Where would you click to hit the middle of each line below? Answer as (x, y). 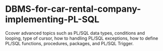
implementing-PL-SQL (52, 19)
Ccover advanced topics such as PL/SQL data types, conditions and (75, 33)
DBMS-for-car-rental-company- (73, 9)
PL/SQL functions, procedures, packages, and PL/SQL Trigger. (69, 43)
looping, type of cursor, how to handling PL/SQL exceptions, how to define (82, 38)
